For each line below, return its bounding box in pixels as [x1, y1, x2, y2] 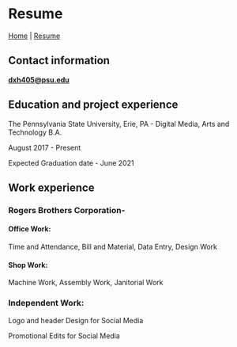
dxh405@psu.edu [8, 74, 70, 84]
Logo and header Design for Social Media [8, 315, 144, 325]
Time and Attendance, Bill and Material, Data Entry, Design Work [8, 242, 218, 252]
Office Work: [8, 224, 51, 234]
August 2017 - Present [8, 143, 81, 152]
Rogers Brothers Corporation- [8, 204, 126, 215]
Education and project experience [8, 98, 179, 112]
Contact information [8, 54, 111, 67]
